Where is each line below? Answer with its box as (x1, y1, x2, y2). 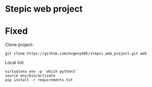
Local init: (5, 60, 25, 66)
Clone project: (5, 42, 34, 48)
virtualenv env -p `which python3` (5, 69, 77, 74)
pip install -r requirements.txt (5, 78, 73, 83)
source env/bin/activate (5, 73, 56, 78)
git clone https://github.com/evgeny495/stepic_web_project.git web (5, 51, 147, 56)
